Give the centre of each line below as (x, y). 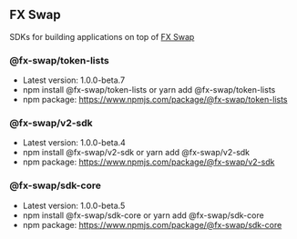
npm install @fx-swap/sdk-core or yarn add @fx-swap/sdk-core (143, 215)
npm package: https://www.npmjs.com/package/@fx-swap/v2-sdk (148, 162)
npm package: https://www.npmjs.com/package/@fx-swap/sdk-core (152, 224)
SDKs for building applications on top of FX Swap (102, 36)
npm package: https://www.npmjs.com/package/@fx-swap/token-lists (155, 100)
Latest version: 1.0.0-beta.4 (74, 143)
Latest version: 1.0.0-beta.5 (74, 205)
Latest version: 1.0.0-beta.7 (74, 80)
